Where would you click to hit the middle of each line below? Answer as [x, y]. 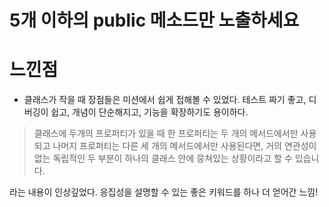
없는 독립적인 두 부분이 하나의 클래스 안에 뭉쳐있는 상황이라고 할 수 [163, 158]
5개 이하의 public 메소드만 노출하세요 [154, 20]
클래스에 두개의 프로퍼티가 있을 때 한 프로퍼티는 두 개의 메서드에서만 [166, 133]
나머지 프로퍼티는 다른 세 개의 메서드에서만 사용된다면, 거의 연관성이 [184, 146]
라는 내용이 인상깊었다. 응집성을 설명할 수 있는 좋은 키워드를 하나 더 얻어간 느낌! [164, 192]
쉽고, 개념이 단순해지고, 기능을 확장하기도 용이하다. [149, 112]
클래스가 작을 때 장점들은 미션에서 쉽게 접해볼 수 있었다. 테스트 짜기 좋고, [165, 100]
